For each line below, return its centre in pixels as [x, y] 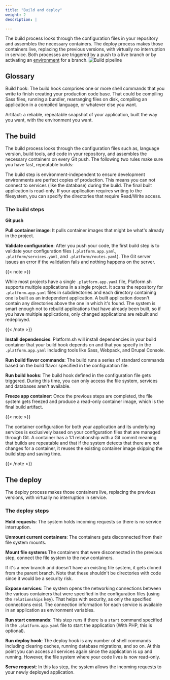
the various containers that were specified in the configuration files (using [82, 594]
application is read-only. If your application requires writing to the [74, 191]
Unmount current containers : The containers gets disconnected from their [84, 537]
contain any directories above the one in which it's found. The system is [80, 304]
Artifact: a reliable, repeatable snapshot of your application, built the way [81, 115]
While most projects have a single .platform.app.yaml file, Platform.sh [79, 282]
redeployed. [18, 320]
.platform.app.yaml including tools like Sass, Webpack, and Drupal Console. [85, 350]
